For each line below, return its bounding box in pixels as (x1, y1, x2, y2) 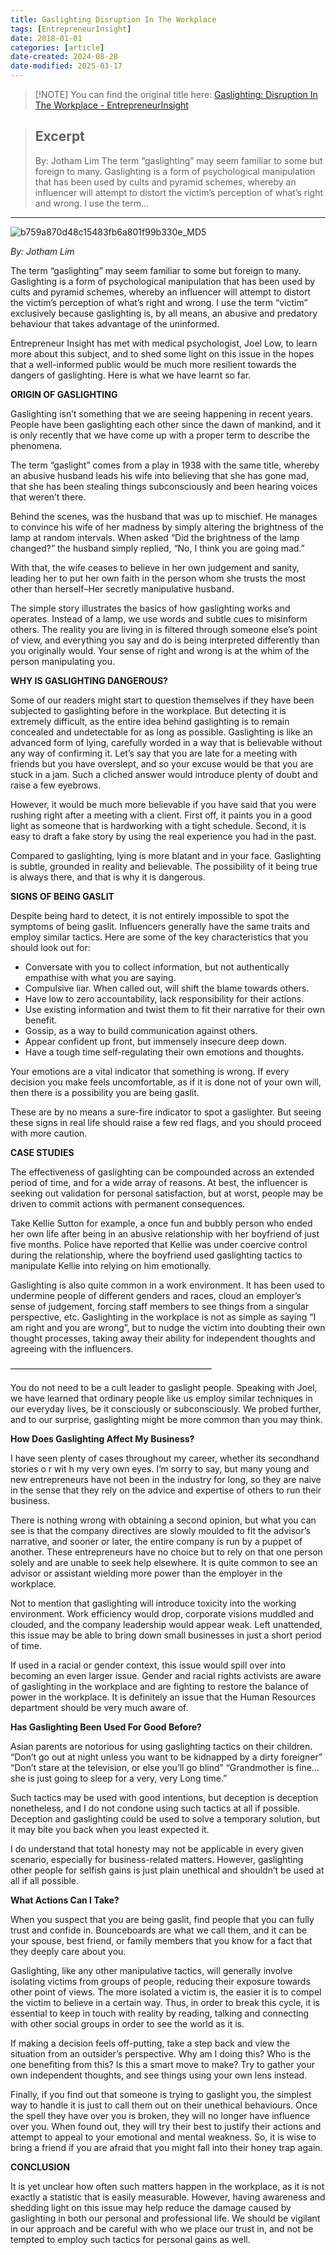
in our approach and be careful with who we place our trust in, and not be (10, 2222, 314, 2235)
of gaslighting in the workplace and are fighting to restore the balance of (10, 1680, 309, 1692)
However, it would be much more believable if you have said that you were (10, 798, 317, 810)
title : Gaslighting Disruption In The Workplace (10, 14, 217, 25)
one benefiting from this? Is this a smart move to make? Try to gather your (10, 2058, 315, 2070)
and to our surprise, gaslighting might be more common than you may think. (10, 1413, 323, 1425)
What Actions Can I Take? (10, 1894, 120, 1906)
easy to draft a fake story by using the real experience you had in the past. (10, 830, 317, 842)
